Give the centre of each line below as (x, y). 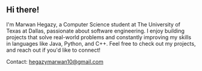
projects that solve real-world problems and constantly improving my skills (99, 37)
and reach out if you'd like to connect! (53, 50)
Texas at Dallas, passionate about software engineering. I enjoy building (96, 31)
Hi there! (23, 10)
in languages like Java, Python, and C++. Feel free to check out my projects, (101, 43)
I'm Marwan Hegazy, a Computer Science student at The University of (93, 24)
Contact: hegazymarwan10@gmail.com (55, 61)
